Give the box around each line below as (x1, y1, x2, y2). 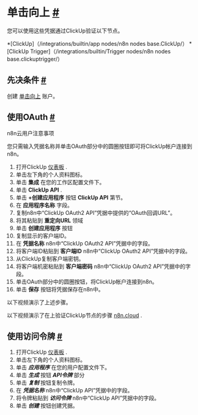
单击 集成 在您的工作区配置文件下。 (15, 178, 105, 185)
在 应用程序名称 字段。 (15, 201, 73, 209)
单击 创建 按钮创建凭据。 (15, 402, 78, 409)
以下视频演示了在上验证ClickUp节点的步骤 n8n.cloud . (7, 312, 142, 319)
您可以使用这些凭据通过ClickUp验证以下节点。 (7, 27, 123, 34)
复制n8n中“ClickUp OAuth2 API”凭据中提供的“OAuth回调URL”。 (15, 209, 176, 216)
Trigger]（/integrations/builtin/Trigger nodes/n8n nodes (30, 47, 171, 55)
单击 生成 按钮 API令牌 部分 (15, 372, 85, 379)
